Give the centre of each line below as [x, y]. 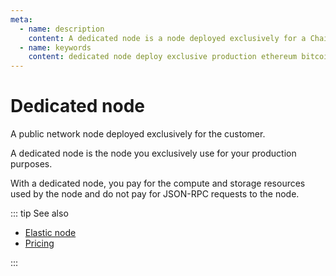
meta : [21, 19]
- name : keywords [55, 47]
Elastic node [50, 233]
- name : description [62, 29]
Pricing [39, 243]
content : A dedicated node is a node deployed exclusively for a [167, 38]
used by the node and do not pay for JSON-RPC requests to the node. [155, 194]
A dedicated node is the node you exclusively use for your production [153, 153]
